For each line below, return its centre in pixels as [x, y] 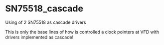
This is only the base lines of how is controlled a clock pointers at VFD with [82, 32]
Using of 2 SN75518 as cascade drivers [46, 22]
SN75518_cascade [44, 9]
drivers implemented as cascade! [39, 37]
